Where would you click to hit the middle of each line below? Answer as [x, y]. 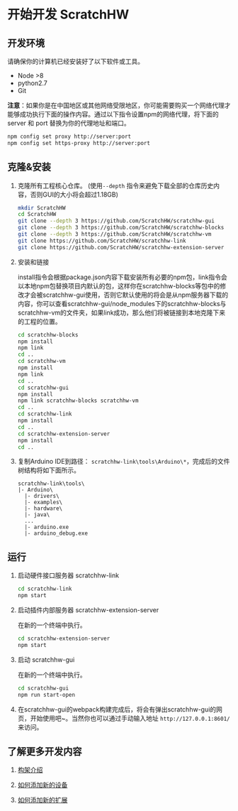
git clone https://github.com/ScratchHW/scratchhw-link [102, 241]
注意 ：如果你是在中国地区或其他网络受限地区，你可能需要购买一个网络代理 [116, 105]
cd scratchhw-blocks [48, 334]
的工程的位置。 [39, 321]
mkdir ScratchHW [41, 208]
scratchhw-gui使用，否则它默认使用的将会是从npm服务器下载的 [135, 295]
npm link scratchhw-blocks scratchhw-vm [78, 401]
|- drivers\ [42, 496]
